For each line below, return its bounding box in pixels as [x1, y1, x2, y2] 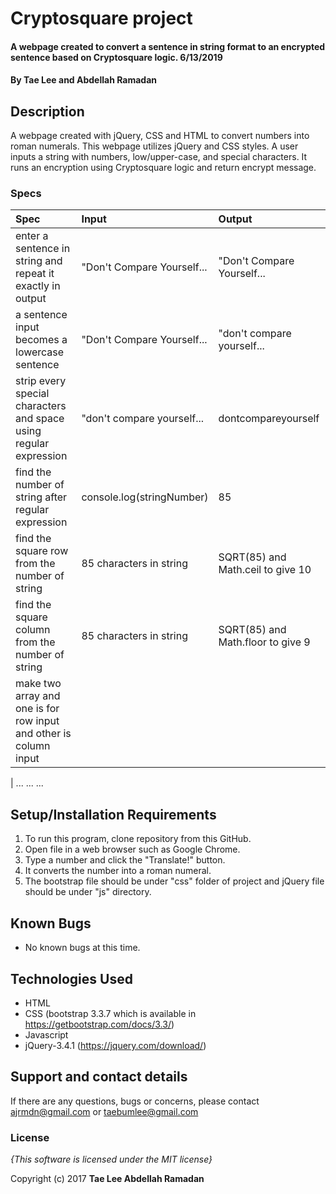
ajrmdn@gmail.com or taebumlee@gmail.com [10, 1105, 199, 1117]
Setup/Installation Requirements [10, 806, 217, 823]
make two [15, 677, 62, 691]
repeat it [15, 267, 55, 281]
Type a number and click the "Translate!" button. [24, 854, 226, 866]
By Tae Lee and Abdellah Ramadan [10, 74, 158, 86]
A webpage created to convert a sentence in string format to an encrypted [10, 40, 326, 52]
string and [15, 254, 63, 268]
